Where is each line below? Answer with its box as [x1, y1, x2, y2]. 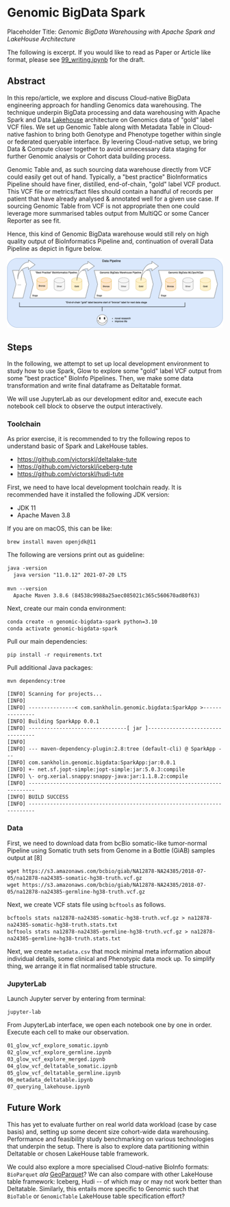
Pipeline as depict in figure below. [7, 244, 103, 252]
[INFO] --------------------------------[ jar [7, 725, 142, 732]
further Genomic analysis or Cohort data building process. [7, 152, 171, 160]
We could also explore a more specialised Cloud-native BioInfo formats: [7, 1162, 209, 1171]
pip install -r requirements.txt [7, 651, 103, 659]
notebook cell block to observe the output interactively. [7, 402, 163, 410]
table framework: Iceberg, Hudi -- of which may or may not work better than [7, 1177, 222, 1186]
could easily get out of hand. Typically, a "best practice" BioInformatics [7, 172, 207, 181]
